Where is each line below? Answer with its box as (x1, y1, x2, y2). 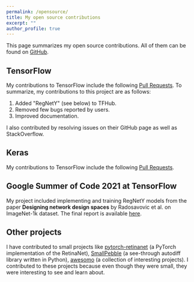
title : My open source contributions (6, 14, 101, 20)
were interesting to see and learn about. (6, 268, 105, 276)
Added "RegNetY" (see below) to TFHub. (14, 100, 117, 107)
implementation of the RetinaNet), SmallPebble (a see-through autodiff (6, 250, 181, 257)
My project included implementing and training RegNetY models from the (6, 197, 187, 204)
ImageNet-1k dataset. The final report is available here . (6, 209, 142, 217)
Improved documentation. (14, 112, 79, 120)
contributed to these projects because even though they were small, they (6, 262, 187, 269)
